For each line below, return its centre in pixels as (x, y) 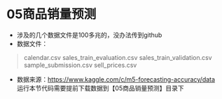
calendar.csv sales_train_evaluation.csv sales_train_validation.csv (118, 57)
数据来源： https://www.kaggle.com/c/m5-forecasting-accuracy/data (116, 79)
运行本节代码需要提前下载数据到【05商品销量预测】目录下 (100, 88)
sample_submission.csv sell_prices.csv (80, 65)
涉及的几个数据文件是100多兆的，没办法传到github (89, 35)
